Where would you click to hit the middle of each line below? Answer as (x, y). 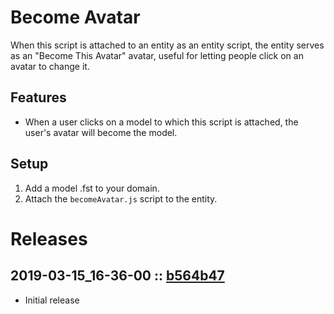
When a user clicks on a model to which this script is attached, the (161, 122)
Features (38, 97)
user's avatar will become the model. (101, 132)
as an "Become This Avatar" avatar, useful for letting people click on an (157, 55)
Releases (49, 238)
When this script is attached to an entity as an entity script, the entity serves (167, 45)
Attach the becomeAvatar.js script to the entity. (121, 198)
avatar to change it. (50, 66)
